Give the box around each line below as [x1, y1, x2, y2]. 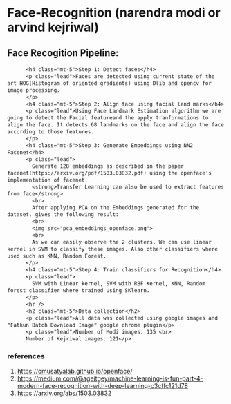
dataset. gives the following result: [7, 211, 119, 218]
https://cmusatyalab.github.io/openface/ [17, 367, 133, 376]
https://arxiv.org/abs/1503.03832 [17, 389, 112, 398]
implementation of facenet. [7, 177, 89, 184]
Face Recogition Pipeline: [7, 47, 119, 59]
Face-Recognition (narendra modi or [7, 5, 221, 21]
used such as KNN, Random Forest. [7, 253, 107, 260]
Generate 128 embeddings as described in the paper [32, 163, 185, 170]
